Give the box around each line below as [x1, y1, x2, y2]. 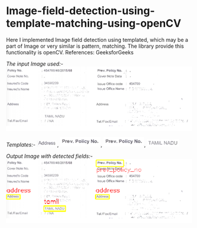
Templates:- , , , [6, 141, 146, 148]
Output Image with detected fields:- [6, 152, 93, 159]
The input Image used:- [6, 60, 64, 67]
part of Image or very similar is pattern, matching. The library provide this [6, 43, 184, 50]
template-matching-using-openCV [6, 17, 182, 30]
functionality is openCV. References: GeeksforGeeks [6, 48, 134, 56]
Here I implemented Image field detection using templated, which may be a [6, 36, 189, 43]
